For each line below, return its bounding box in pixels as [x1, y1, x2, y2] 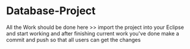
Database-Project [6, 4, 96, 18]
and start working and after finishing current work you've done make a [6, 30, 180, 37]
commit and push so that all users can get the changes [6, 36, 141, 43]
